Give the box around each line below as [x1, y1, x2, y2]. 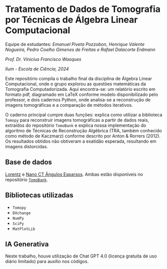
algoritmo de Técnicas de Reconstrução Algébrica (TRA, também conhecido [5, 127, 162, 133]
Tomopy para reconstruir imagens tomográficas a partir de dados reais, [5, 117, 149, 123]
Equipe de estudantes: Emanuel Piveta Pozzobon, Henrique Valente [5, 41, 145, 47]
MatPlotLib [12, 226, 35, 232]
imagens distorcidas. [5, 143, 48, 149]
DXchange [12, 211, 31, 216]
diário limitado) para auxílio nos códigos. [5, 259, 89, 265]
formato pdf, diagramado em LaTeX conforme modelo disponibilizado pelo [5, 91, 158, 97]
